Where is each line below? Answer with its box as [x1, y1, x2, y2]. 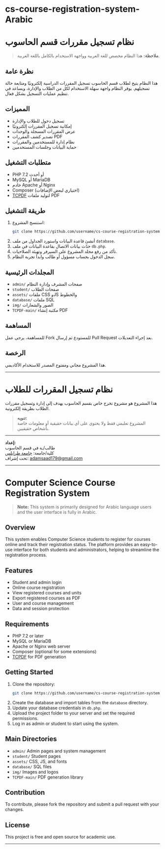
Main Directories [5, 735, 57, 743]
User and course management [12, 600, 74, 606]
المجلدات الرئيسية [5, 268, 54, 276]
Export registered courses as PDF [12, 595, 81, 601]
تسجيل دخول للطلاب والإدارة [12, 118, 65, 124]
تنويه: [17, 415, 27, 421]
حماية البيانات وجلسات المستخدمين [12, 144, 77, 150]
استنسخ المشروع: [12, 220, 45, 226]
